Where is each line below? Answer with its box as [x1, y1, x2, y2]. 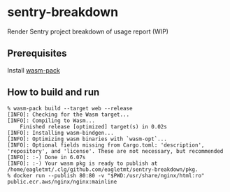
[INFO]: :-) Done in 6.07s [7, 154, 86, 161]
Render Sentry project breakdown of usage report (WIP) [7, 27, 169, 36]
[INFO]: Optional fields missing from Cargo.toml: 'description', [7, 141, 205, 149]
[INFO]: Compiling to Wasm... [7, 117, 96, 124]
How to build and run [7, 87, 100, 98]
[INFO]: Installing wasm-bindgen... [7, 129, 114, 136]
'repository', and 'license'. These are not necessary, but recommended [7, 147, 224, 154]
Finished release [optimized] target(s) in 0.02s [20, 123, 168, 130]
